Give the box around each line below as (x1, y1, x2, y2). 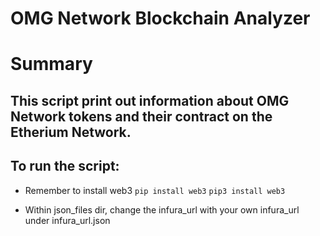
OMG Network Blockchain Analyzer (10, 7, 311, 30)
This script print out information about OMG (10, 92, 290, 109)
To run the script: (10, 158, 120, 175)
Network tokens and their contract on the (10, 108, 273, 125)
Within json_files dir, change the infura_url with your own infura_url (24, 203, 300, 216)
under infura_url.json (24, 214, 111, 226)
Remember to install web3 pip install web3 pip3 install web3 (24, 184, 286, 196)
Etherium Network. (10, 123, 132, 141)
